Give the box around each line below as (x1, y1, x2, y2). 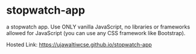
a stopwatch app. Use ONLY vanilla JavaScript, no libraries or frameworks (6, 23, 191, 30)
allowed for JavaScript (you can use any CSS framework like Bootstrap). (6, 29, 186, 36)
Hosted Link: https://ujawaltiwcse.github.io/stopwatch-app (6, 41, 152, 48)
